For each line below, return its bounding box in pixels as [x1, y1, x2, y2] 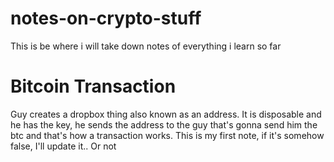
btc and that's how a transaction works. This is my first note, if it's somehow [10, 129, 325, 141]
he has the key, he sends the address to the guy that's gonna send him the [10, 118, 318, 131]
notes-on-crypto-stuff [10, 7, 202, 30]
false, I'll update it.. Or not [10, 140, 117, 152]
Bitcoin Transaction [10, 75, 177, 98]
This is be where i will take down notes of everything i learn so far [10, 40, 282, 52]
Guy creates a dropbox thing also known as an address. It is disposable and [10, 108, 322, 120]
